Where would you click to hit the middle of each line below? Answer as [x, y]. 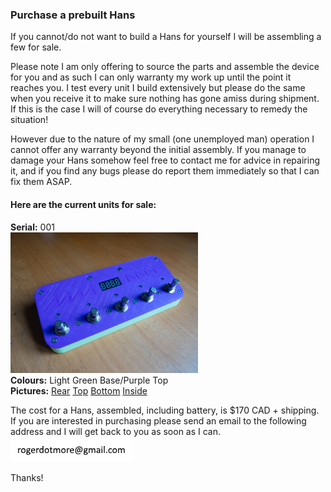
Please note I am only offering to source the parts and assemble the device [165, 67]
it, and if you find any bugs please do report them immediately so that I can [165, 171]
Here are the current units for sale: [83, 204]
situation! [29, 120]
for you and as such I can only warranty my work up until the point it [151, 77]
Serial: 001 [32, 227]
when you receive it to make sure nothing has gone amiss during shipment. [165, 99]
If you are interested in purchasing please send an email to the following [158, 420]
